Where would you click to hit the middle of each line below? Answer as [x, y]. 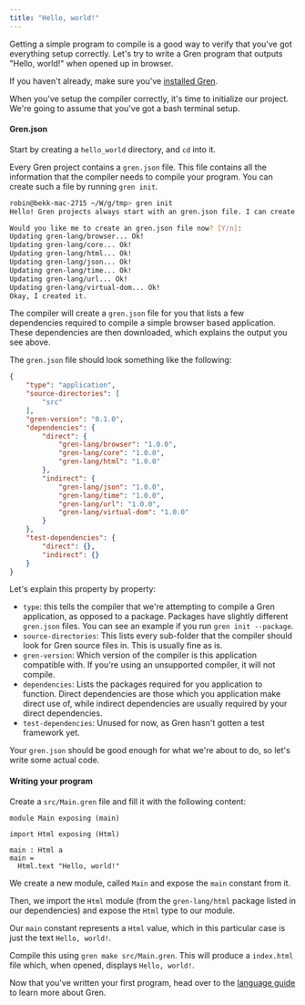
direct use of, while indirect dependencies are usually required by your [155, 704]
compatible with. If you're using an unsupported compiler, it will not [149, 665]
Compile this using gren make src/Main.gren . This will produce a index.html [152, 955]
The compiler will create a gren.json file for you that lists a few [127, 313]
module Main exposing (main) [65, 818]
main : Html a [36, 850]
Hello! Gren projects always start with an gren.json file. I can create [152, 212]
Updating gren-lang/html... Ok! [71, 254]
